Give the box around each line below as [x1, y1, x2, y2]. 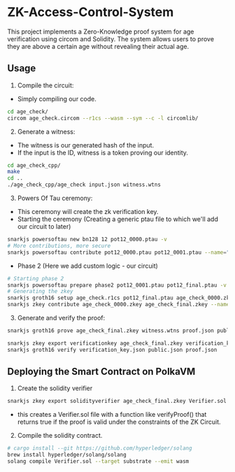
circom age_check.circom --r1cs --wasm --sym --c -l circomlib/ [7, 115, 199, 122]
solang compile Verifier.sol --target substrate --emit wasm [7, 458, 190, 465]
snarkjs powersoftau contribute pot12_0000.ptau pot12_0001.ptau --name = [7, 249, 227, 256]
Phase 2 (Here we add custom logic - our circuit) [17, 262, 159, 270]
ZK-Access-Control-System [7, 4, 174, 20]
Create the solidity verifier [17, 384, 93, 392]
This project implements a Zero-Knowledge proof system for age [7, 27, 194, 36]
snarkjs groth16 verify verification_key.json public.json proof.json [7, 346, 218, 353]
